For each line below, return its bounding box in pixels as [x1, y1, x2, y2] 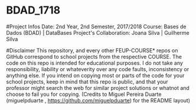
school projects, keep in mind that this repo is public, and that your [6, 78, 168, 85]
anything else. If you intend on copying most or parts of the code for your [6, 72, 185, 79]
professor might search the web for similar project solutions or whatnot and [6, 84, 190, 91]
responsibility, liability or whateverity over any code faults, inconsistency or [6, 65, 190, 72]
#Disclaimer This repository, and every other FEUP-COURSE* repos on [6, 46, 178, 54]
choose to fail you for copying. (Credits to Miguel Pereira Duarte [6, 91, 162, 98]
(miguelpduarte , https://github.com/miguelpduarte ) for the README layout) [6, 96, 191, 104]
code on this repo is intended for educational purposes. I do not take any [6, 59, 183, 66]
